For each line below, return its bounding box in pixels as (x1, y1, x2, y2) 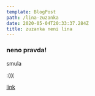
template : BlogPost (6, 9, 56, 15)
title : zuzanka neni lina (6, 26, 72, 32)
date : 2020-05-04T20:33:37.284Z (6, 20, 89, 26)
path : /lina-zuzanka (6, 15, 59, 21)
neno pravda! (6, 46, 47, 55)
